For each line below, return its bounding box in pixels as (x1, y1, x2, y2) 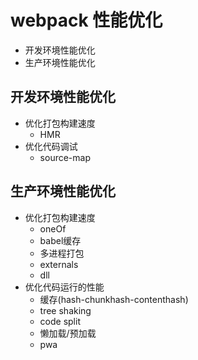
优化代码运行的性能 (24, 281, 105, 293)
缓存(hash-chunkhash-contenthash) (39, 293, 189, 305)
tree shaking (39, 304, 92, 316)
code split (39, 315, 81, 327)
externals (39, 258, 79, 270)
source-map (39, 151, 91, 163)
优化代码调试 (24, 140, 78, 152)
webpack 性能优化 (10, 9, 163, 32)
